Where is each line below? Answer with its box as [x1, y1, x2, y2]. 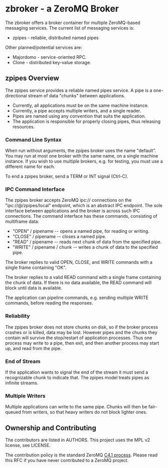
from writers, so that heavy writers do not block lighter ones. [22, 409, 147, 415]
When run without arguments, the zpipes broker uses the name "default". [5, 147, 156, 153]
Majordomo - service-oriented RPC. [12, 54, 87, 60]
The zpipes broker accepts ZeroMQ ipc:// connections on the [5, 197, 132, 203]
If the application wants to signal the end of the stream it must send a [5, 369, 148, 375]
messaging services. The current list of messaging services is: [5, 25, 134, 31]
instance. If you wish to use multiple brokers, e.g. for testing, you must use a [5, 159, 163, 165]
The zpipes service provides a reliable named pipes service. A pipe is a [5, 87, 152, 93]
